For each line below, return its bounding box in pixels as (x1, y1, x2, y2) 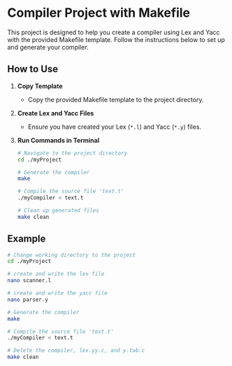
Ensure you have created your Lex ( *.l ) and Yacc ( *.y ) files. (27, 122, 201, 131)
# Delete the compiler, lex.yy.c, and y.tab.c (7, 347, 145, 354)
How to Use (7, 63, 59, 75)
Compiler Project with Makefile (7, 5, 191, 21)
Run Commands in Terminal (17, 136, 100, 144)
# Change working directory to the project (7, 251, 136, 258)
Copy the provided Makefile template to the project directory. (27, 95, 204, 104)
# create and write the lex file (7, 271, 105, 278)
